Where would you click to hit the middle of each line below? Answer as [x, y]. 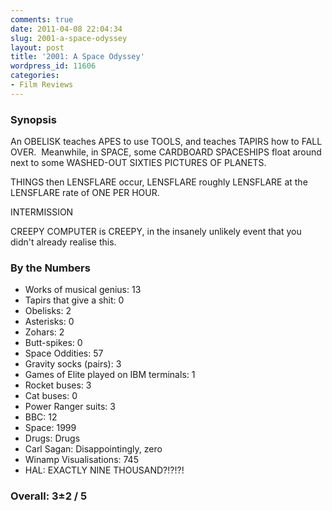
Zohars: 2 [44, 332]
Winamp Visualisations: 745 [81, 460]
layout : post [37, 47]
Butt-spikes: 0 [53, 343]
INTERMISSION [42, 212]
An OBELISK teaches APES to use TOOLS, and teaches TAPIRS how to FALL [166, 142]
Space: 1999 [50, 428]
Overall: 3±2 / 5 [49, 496]
